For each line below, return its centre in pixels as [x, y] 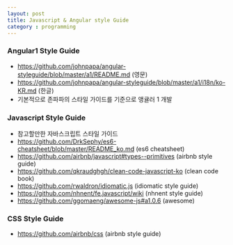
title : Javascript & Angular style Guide [68, 20]
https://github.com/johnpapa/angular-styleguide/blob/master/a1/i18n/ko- [121, 82]
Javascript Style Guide [47, 118]
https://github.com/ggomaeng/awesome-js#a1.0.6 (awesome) [106, 200]
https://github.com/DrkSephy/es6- [67, 141]
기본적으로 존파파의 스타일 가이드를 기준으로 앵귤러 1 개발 [95, 99]
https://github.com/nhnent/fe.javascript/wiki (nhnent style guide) [110, 193]
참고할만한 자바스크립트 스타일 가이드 [67, 134]
